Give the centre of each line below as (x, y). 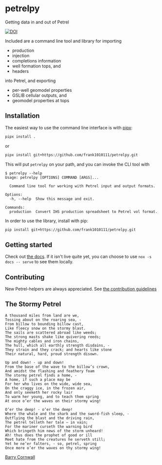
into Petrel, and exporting (30, 81)
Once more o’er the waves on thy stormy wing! (53, 448)
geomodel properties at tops (41, 100)
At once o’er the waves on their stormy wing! (53, 401)
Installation (22, 116)
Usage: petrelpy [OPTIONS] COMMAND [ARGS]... (52, 177)
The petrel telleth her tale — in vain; (47, 422)
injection (21, 55)
